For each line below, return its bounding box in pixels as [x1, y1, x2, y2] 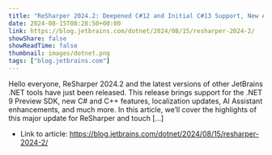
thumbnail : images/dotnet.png [8, 49, 111, 57]
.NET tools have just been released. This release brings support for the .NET [8, 87, 263, 97]
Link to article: [19, 128, 68, 138]
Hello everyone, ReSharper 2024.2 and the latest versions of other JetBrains [8, 78, 263, 89]
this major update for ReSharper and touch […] [8, 113, 164, 123]
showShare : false [8, 34, 67, 43]
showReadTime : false [8, 42, 79, 50]
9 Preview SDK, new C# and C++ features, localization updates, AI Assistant [8, 96, 263, 106]
